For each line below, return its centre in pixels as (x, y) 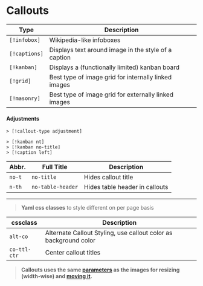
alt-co (19, 237)
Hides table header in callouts (126, 187)
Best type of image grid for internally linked (111, 77)
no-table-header (55, 187)
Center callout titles (73, 253)
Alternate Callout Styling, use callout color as (109, 233)
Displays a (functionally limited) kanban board (114, 67)
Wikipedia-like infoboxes (85, 40)
